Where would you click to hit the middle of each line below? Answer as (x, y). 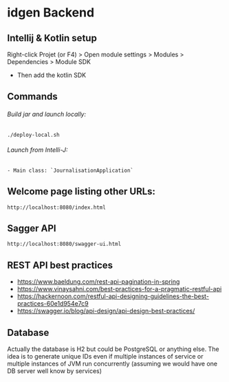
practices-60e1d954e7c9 (53, 304)
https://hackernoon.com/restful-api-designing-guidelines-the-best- (113, 296)
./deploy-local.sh (33, 135)
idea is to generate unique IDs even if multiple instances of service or (105, 357)
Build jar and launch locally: (47, 114)
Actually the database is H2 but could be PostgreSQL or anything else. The (113, 349)
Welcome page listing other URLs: (81, 191)
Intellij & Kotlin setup (52, 38)
